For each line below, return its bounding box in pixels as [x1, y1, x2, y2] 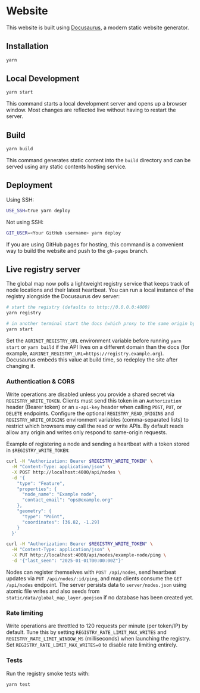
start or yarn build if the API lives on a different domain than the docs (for [6, 343, 190, 350]
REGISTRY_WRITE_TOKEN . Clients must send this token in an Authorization [6, 397, 182, 404]
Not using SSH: [6, 218, 43, 225]
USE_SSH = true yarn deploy [6, 208, 70, 214]
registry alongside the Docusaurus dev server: [6, 293, 120, 300]
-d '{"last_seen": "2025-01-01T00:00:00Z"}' [11, 558, 124, 564]
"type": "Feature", [17, 480, 65, 487]
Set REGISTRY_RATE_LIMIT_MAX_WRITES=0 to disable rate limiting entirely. [6, 641, 177, 648]
